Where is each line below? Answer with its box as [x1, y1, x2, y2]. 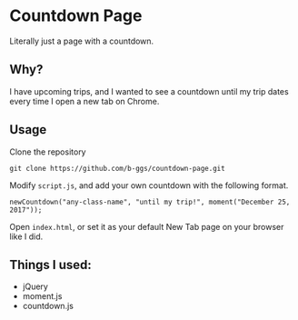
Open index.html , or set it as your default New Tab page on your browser [9, 221, 284, 232]
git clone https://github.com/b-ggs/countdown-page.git [9, 164, 225, 173]
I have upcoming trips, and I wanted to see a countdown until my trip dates [9, 85, 289, 96]
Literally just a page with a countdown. [9, 35, 154, 46]
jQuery [22, 281, 48, 292]
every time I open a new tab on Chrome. [9, 95, 160, 106]
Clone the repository [9, 146, 86, 157]
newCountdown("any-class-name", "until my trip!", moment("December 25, [9, 197, 291, 206]
